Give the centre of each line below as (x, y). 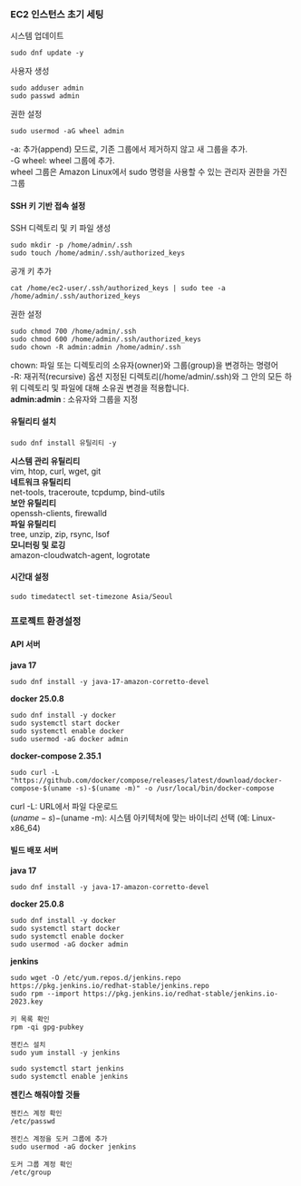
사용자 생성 (30, 71)
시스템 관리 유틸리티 (45, 461)
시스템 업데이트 (37, 36)
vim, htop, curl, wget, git (56, 471)
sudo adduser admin (47, 88)
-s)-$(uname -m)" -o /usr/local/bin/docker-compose (175, 789)
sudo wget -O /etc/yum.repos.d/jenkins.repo (96, 978)
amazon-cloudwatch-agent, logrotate (80, 554)
